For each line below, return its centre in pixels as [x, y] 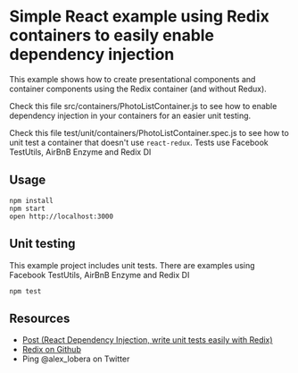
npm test [25, 291]
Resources [40, 318]
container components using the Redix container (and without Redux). [138, 89]
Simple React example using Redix [139, 17]
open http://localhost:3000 [62, 216]
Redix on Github [52, 350]
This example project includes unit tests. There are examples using [132, 265]
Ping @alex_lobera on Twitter [76, 359]
